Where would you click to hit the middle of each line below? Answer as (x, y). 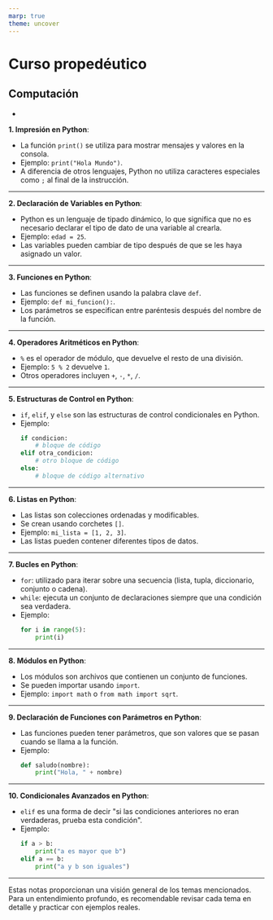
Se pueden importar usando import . (80, 684)
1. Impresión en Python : (49, 129)
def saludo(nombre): (55, 765)
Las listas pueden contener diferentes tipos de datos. (109, 541)
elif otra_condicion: (56, 453)
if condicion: (44, 438)
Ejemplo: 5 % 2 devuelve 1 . (65, 367)
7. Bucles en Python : (43, 564)
